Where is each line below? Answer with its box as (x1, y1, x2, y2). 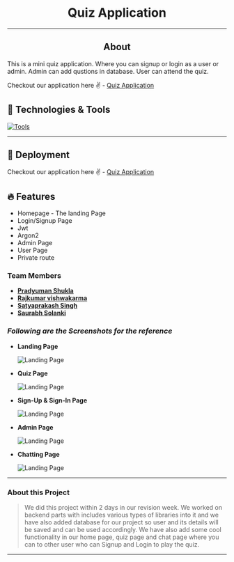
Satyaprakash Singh (17, 302, 78, 310)
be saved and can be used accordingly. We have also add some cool (24, 526, 221, 534)
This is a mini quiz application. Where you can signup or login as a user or (7, 59, 219, 68)
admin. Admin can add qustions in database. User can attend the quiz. (7, 67, 209, 75)
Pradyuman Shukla (17, 287, 75, 295)
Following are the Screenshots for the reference (7, 326, 173, 336)
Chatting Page (17, 450, 60, 458)
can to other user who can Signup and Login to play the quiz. (24, 540, 200, 549)
